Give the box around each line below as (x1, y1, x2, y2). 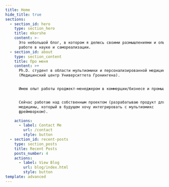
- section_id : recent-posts (10, 137, 69, 142)
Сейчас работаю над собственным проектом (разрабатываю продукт (18, 100, 156, 105)
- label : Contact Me (18, 123, 62, 128)
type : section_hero (14, 26, 55, 31)
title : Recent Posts (14, 146, 57, 151)
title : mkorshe (14, 31, 46, 36)
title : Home (5, 7, 30, 13)
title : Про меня (14, 59, 49, 64)
